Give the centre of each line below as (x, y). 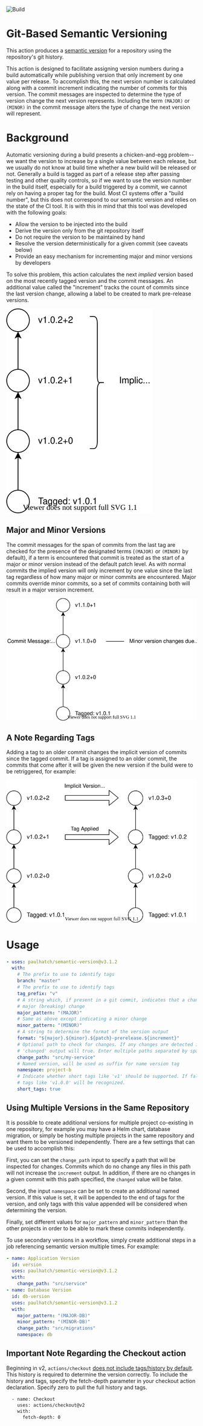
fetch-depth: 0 (41, 1417)
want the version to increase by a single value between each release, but (106, 161)
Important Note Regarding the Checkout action (96, 1353)
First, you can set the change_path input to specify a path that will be (91, 1160)
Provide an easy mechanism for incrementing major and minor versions (104, 256)
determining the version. (37, 1210)
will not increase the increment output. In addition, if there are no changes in (101, 1173)
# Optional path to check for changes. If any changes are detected (105, 1044)
